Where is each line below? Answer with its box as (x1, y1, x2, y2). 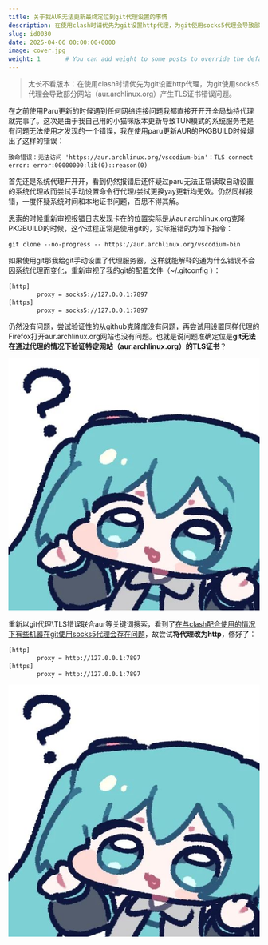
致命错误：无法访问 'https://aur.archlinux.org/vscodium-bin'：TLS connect (8, 154, 254, 162)
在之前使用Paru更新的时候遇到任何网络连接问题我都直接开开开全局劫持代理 (8, 106, 254, 115)
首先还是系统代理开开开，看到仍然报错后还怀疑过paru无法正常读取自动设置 (8, 177, 254, 186)
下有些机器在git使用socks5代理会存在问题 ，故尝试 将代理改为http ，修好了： (8, 629, 257, 639)
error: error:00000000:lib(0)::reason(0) (8, 162, 148, 170)
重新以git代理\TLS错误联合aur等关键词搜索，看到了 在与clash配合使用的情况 (8, 619, 256, 628)
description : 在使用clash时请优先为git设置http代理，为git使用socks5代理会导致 (8, 21, 255, 30)
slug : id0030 (8, 30, 52, 38)
